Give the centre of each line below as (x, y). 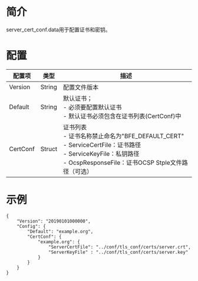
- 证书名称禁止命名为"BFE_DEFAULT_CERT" (123, 136)
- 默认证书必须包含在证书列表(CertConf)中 (122, 116)
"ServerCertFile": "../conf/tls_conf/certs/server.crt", (120, 247)
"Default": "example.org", (60, 231)
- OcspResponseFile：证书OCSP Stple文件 (123, 162)
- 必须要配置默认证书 (92, 107)
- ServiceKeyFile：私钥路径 (101, 153)
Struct (49, 149)
